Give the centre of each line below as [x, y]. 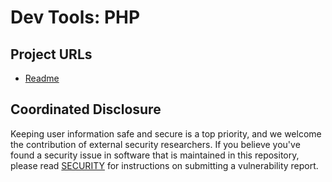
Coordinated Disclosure [86, 109]
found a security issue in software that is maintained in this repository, [155, 155]
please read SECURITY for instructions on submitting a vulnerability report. [164, 165]
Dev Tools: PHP [75, 17]
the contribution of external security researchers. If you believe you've [155, 144]
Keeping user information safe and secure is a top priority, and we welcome [166, 133]
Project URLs [51, 54]
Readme [42, 78]
